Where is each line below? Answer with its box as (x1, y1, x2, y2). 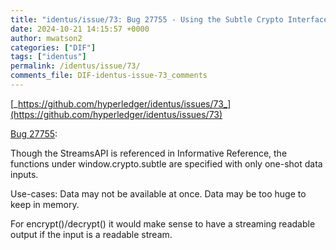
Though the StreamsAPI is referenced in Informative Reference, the (10, 147, 288, 159)
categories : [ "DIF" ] (10, 42, 97, 53)
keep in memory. (10, 198, 80, 210)
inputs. (10, 168, 39, 180)
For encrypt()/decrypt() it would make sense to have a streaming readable (10, 217, 316, 230)
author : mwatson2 (10, 33, 83, 43)
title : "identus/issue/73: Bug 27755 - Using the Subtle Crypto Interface (10, 14, 329, 25)
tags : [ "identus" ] (10, 52, 87, 62)
